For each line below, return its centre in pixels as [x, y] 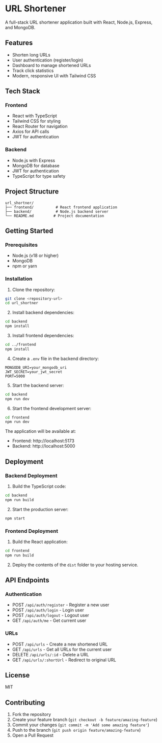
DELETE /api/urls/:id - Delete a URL [51, 654]
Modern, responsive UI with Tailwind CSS [54, 76]
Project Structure [32, 192]
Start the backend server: [38, 385]
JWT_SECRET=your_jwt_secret [34, 372]
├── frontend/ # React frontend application [61, 207]
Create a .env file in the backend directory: [55, 358]
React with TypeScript [35, 116]
